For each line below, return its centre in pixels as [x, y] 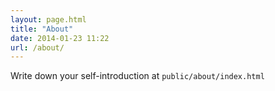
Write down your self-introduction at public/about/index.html [137, 76]
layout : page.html [48, 19]
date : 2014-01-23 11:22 [60, 38]
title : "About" [42, 29]
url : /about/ [37, 47]
